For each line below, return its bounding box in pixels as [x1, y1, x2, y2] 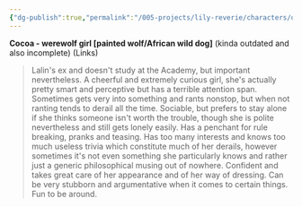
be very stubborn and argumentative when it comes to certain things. [31, 178, 289, 189]
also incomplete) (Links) [9, 47, 99, 58]
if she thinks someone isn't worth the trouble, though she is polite [31, 112, 274, 123]
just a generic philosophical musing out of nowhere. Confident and [31, 160, 279, 170]
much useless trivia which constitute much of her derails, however [31, 141, 278, 151]
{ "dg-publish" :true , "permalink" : [9, 13, 135, 22]
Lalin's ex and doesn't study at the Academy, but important [31, 65, 251, 75]
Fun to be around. [31, 188, 97, 199]
